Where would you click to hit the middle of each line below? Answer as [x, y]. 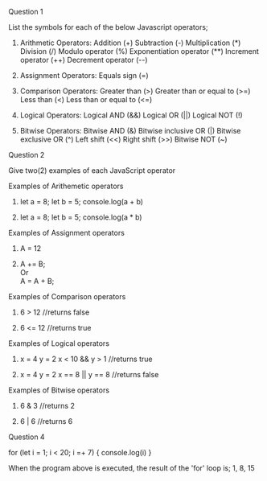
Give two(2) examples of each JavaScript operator [92, 171]
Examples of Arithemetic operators [66, 186]
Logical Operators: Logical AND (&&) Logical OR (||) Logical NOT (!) [131, 115]
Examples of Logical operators [59, 343]
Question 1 [26, 12]
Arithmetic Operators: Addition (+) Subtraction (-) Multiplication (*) [130, 43]
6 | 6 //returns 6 [46, 421]
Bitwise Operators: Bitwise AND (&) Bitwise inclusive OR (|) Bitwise [130, 131]
